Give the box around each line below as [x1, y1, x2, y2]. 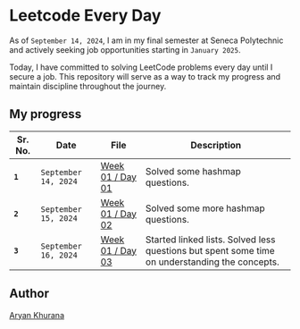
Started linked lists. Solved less [146, 233, 276, 246]
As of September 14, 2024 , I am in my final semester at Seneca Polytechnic [9, 35, 284, 46]
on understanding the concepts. [146, 256, 279, 268]
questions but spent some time [146, 244, 275, 257]
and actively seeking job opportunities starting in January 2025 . [9, 44, 241, 55]
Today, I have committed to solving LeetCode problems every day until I [9, 62, 273, 72]
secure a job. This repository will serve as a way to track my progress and [9, 71, 281, 81]
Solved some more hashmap [146, 202, 265, 215]
